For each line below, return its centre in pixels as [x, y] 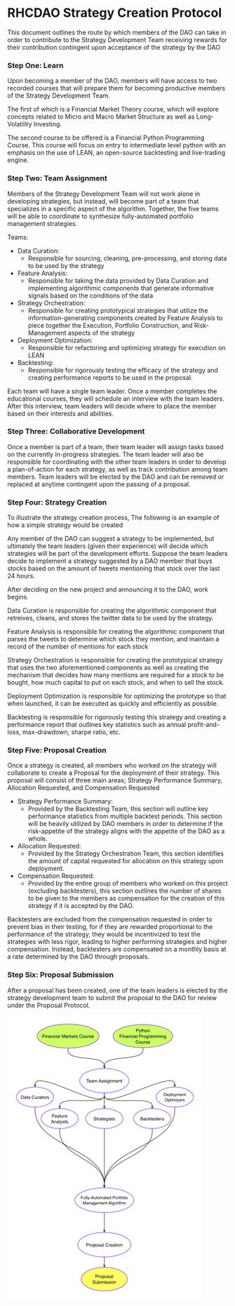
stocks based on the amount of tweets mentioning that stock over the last [114, 568]
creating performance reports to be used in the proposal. [110, 378]
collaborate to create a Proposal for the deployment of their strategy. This [113, 773]
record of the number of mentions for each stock [78, 646]
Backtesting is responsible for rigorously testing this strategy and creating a [117, 717]
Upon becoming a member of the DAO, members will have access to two [112, 81]
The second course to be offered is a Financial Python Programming [106, 138]
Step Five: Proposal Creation [57, 750]
